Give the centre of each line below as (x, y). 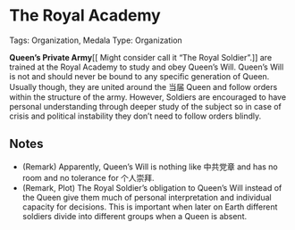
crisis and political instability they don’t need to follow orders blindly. (135, 116)
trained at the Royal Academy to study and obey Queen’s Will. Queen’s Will (147, 67)
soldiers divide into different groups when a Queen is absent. (135, 216)
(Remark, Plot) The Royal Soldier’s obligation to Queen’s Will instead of (152, 187)
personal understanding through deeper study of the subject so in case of (145, 106)
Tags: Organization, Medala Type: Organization (96, 40)
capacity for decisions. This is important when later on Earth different (150, 207)
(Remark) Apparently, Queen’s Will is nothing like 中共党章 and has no (150, 167)
